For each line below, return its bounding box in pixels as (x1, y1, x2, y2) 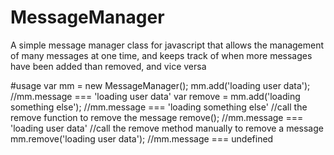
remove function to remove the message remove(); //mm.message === (10, 111, 304, 123)
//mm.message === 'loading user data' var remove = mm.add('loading (10, 90, 301, 102)
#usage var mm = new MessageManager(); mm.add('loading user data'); (10, 79, 311, 91)
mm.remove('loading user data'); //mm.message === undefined (10, 132, 274, 145)
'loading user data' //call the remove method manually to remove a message (10, 122, 324, 134)
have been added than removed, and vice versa (10, 60, 207, 72)
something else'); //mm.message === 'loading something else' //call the (10, 101, 308, 113)
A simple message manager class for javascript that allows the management (10, 39, 325, 51)
